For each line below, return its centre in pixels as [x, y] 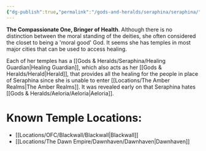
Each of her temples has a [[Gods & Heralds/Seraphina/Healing [86, 61]
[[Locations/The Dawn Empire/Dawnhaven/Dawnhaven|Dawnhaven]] [102, 141]
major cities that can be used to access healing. [67, 49]
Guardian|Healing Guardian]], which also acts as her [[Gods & [84, 67]
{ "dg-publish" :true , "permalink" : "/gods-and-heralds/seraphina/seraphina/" [104, 12]
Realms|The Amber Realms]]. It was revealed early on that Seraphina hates [101, 87]
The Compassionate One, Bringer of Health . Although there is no [90, 29]
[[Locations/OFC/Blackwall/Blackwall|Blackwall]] [77, 134]
